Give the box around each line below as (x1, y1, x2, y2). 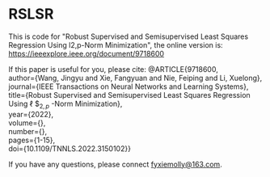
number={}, (8, 126, 48, 136)
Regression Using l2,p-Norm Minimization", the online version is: (8, 40, 224, 49)
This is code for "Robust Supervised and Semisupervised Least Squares (8, 32, 249, 41)
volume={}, (8, 118, 46, 128)
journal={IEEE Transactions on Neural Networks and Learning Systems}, (8, 82, 249, 91)
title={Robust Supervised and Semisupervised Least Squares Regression (8, 90, 251, 99)
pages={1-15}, (8, 135, 56, 145)
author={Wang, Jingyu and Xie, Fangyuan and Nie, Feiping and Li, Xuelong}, (8, 73, 263, 82)
